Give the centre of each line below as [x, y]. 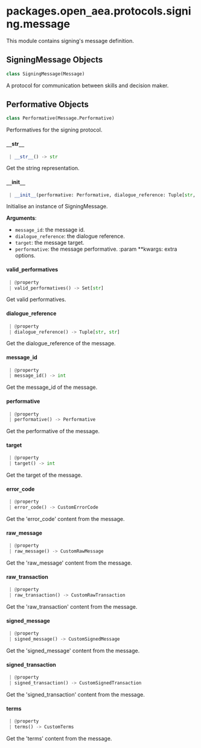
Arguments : [22, 218]
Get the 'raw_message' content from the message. [69, 563]
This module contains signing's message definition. [70, 41]
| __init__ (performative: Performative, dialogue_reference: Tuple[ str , [102, 195]
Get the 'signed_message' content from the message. [73, 651]
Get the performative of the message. [53, 431]
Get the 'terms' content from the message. [59, 738]
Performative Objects [48, 104]
